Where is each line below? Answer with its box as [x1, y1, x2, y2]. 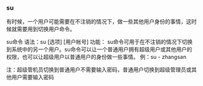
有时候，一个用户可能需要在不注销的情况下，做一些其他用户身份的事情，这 [6, 18, 192, 25]
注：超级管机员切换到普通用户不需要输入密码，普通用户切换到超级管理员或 [6, 66, 192, 73]
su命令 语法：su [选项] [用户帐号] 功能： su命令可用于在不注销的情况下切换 [6, 38, 193, 46]
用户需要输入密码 [11, 73, 54, 81]
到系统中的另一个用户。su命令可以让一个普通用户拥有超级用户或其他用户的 [6, 46, 192, 53]
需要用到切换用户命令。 [16, 25, 76, 33]
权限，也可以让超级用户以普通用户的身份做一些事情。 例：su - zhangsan [6, 54, 187, 61]
